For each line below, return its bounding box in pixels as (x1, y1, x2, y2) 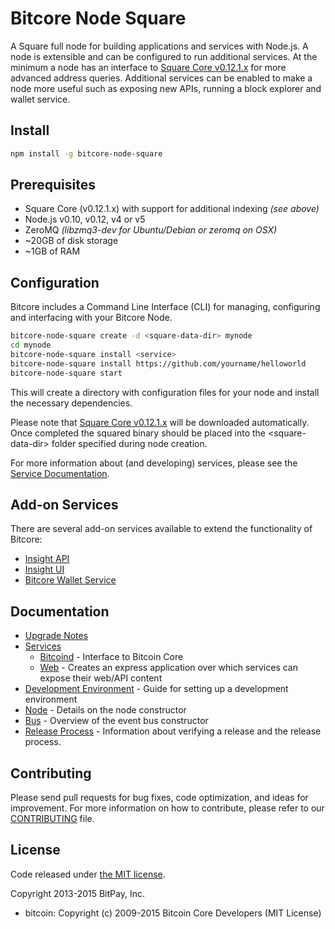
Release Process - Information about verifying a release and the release (24, 725, 322, 737)
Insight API (24, 553, 70, 565)
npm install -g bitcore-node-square (10, 148, 163, 159)
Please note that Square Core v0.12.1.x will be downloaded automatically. (10, 416, 310, 428)
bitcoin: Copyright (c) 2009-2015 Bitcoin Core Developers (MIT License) (24, 907, 322, 919)
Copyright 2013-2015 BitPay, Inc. (10, 887, 145, 899)
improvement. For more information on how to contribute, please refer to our (10, 802, 325, 814)
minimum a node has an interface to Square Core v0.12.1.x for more (10, 61, 287, 73)
